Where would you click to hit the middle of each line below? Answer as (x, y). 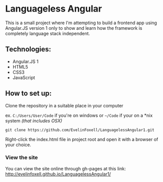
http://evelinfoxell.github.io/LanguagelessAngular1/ (58, 174)
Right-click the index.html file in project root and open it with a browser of (82, 139)
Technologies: (28, 49)
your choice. (18, 145)
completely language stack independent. (48, 33)
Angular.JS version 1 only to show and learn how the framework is (74, 28)
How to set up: (29, 94)
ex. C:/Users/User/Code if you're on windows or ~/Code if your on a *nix (79, 115)
